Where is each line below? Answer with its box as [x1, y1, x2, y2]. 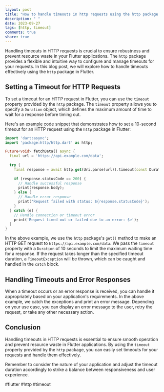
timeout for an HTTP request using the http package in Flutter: [5, 126, 131, 132]
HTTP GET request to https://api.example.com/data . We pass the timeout [5, 240, 155, 246]
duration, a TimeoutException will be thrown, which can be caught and [5, 256, 145, 262]
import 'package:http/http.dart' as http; [5, 140, 93, 145]
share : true [5, 35, 29, 40]
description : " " [5, 16, 41, 21]
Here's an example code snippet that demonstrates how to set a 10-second [5, 121, 156, 127]
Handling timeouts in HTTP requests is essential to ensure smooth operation [5, 336, 159, 342]
